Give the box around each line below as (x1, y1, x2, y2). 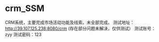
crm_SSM (5, 3, 44, 14)
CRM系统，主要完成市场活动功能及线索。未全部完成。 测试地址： (5, 19, 134, 25)
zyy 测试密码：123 (5, 31, 42, 37)
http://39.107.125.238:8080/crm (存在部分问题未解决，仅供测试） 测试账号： (5, 25, 156, 31)
